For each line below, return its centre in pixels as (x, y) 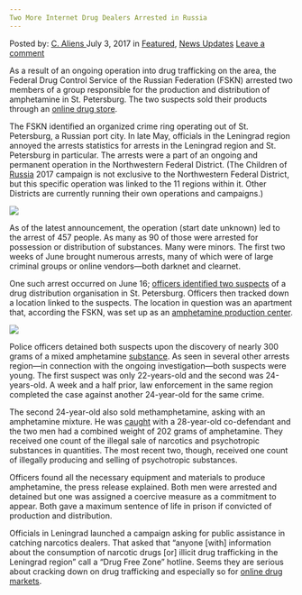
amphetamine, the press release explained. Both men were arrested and (143, 487)
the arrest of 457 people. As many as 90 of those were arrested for (134, 237)
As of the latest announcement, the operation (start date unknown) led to (145, 227)
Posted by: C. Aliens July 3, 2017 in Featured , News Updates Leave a (137, 43)
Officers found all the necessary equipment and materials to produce (137, 477)
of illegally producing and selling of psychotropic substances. (124, 460)
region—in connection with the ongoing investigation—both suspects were (148, 365)
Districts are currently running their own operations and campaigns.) (137, 193)
